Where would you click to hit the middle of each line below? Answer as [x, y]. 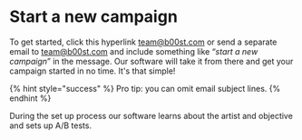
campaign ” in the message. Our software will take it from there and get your [151, 61]
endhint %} [30, 98]
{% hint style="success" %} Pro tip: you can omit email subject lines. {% [145, 88]
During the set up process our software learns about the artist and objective [151, 115]
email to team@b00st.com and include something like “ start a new [134, 51]
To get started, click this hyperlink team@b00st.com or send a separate [143, 42]
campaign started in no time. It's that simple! [93, 71]
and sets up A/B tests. [51, 125]
